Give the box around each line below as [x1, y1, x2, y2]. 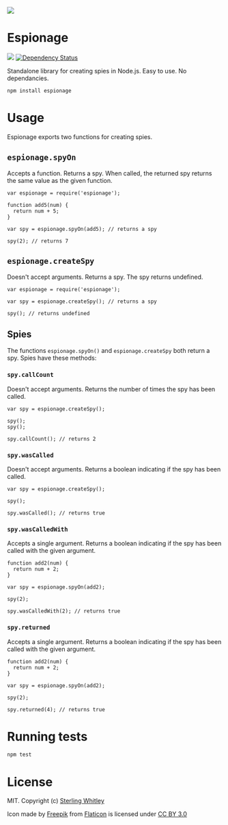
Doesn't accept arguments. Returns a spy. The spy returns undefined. [7, 273, 203, 281]
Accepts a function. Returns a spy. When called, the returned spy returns [7, 169, 212, 177]
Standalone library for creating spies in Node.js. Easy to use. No [7, 66, 187, 75]
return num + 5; [13, 208, 59, 214]
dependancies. [7, 74, 49, 82]
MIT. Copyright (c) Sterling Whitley [7, 797, 104, 805]
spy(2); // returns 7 [7, 237, 69, 245]
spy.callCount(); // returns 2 [7, 435, 96, 442]
